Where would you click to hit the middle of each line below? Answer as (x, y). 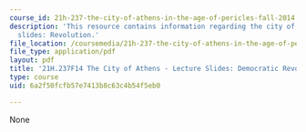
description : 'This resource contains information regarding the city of (153, 26)
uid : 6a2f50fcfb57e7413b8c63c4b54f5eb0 (85, 86)
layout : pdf (32, 60)
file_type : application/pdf (63, 52)
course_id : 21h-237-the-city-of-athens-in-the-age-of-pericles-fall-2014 (153, 18)
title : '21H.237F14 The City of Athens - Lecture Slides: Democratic (144, 69)
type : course (34, 77)
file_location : (38, 43)
